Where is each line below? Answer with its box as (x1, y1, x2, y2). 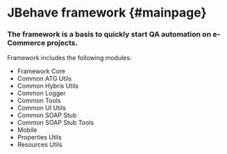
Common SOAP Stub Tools (17, 119, 94, 127)
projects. (47, 38, 78, 48)
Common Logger (17, 89, 66, 97)
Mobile (17, 126, 37, 134)
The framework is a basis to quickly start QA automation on (7, 30, 212, 39)
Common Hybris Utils (17, 81, 78, 90)
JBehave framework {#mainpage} (7, 5, 207, 21)
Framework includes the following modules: (7, 54, 132, 62)
